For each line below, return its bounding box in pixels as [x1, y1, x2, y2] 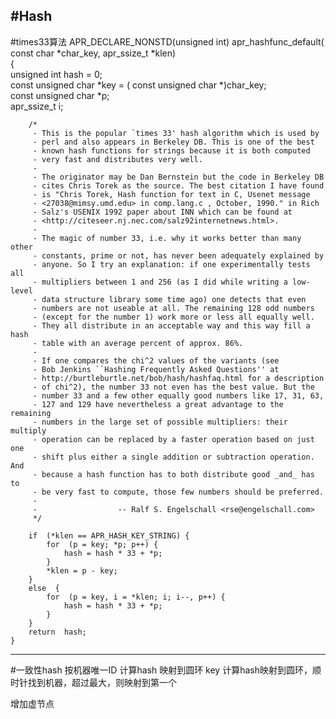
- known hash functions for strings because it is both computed [32, 145, 311, 156]
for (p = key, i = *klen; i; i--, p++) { [46, 592, 226, 602]
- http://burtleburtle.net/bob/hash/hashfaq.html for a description [32, 373, 325, 383]
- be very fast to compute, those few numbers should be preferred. [32, 487, 325, 497]
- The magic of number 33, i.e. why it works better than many [32, 233, 302, 243]
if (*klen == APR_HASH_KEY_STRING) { [28, 530, 190, 541]
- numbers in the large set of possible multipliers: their [32, 417, 288, 427]
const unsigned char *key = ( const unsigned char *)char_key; [10, 79, 267, 91]
